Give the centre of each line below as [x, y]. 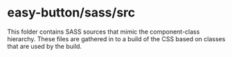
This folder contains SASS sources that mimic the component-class [104, 32]
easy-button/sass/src [71, 13]
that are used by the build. [44, 46]
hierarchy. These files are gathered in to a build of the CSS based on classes [116, 38]
